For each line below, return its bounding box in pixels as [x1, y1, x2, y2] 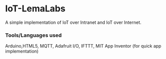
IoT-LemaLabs [5, 3, 66, 14]
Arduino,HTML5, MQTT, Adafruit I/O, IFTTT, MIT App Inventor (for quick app [5, 43, 162, 49]
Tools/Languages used [5, 32, 62, 39]
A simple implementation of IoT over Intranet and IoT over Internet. [5, 19, 142, 25]
